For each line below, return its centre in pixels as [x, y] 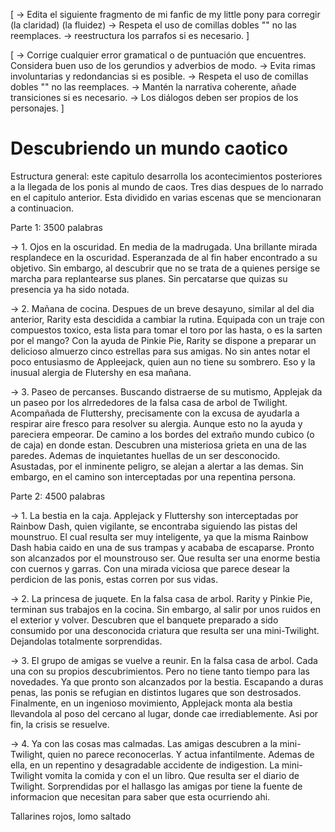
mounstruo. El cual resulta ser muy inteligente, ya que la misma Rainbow [159, 536]
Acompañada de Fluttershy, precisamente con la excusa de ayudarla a [155, 413]
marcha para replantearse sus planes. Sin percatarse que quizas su [149, 278]
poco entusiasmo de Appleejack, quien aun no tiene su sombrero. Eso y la [163, 361]
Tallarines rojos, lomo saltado [71, 816]
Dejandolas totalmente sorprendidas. [86, 641]
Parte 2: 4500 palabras [58, 496]
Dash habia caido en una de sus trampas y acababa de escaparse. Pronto [162, 547]
